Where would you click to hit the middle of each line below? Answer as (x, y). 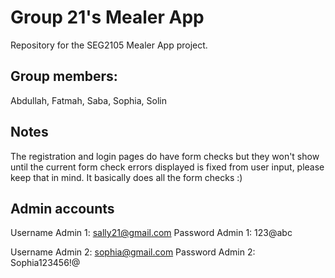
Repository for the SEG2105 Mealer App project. (109, 45)
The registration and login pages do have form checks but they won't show (165, 156)
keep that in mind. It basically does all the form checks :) (126, 177)
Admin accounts (62, 208)
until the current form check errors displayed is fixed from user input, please (167, 167)
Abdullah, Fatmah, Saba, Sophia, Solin (88, 100)
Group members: (64, 76)
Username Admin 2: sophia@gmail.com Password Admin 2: (133, 252)
